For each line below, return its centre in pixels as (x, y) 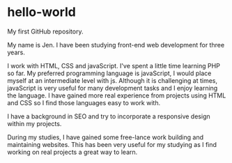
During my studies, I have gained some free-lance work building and (106, 137)
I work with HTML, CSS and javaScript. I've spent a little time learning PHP (114, 65)
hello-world (42, 12)
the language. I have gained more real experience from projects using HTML (117, 95)
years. (16, 52)
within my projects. (34, 123)
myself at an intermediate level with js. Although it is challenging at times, (113, 80)
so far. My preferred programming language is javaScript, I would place (109, 73)
